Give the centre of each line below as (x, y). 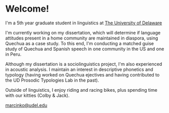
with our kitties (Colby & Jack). (37, 95)
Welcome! (27, 9)
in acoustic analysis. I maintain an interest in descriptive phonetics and (79, 69)
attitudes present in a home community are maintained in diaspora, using (82, 38)
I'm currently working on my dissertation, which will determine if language (83, 32)
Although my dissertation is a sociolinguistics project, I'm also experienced (84, 64)
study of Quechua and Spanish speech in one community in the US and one (85, 49)
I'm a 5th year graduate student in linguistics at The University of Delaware (84, 23)
